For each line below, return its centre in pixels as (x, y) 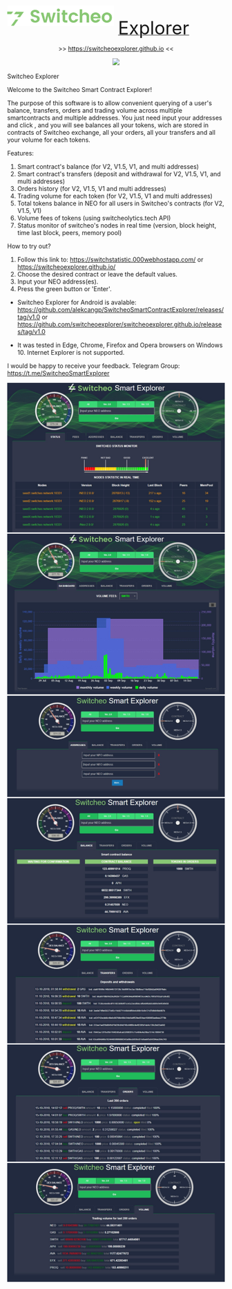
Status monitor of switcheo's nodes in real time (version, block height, (117, 225)
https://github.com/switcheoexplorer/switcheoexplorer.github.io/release (119, 324)
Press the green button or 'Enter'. (64, 289)
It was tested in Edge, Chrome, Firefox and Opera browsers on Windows (120, 345)
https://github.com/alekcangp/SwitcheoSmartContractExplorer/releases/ (120, 309)
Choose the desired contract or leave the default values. (97, 274)
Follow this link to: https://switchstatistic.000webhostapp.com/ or (110, 259)
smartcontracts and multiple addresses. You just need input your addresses (115, 118)
